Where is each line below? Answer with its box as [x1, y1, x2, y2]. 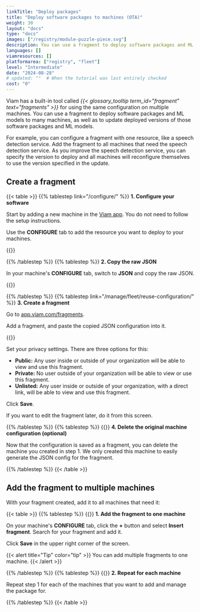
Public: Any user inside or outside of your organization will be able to [14, 356, 185, 364]
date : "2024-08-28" [6, 70, 55, 76]
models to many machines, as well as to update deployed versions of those [6, 116, 191, 123]
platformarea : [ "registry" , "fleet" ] [6, 59, 100, 64]
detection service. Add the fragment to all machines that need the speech [6, 141, 187, 147]
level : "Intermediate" [6, 64, 63, 70]
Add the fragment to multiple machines [6, 483, 155, 493]
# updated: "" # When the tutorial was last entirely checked [6, 75, 167, 81]
